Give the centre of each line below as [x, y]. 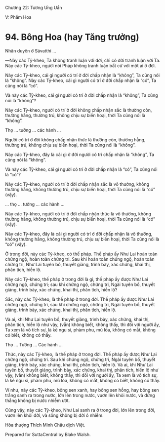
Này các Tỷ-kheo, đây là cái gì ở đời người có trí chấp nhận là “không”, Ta [80, 154]
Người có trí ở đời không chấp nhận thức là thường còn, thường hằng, [75, 140]
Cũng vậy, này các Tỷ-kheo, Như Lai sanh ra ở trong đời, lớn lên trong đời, [80, 410]
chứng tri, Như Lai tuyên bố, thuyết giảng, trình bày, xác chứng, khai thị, [78, 264]
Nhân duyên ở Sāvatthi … [31, 51]
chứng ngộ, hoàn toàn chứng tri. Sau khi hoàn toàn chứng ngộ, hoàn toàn [80, 259]
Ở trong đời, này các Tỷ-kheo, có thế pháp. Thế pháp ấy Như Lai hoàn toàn [81, 254]
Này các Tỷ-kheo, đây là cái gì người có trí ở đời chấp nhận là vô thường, [79, 234]
